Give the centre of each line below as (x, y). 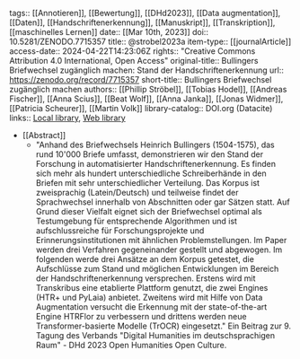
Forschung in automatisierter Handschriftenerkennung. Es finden (156, 164)
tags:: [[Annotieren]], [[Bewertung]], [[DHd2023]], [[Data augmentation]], (145, 13)
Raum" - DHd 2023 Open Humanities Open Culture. (131, 345)
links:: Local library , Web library (67, 118)
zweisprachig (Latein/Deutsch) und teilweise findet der (137, 193)
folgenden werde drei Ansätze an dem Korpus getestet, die (145, 259)
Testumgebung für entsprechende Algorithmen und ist (137, 221)
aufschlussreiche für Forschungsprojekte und (120, 231)
